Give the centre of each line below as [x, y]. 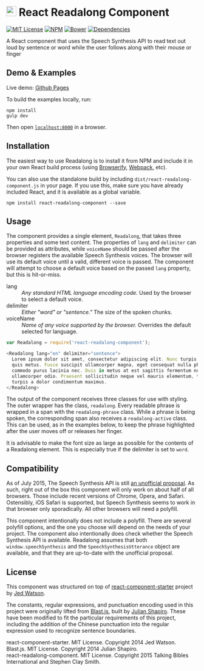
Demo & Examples [41, 73]
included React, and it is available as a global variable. [74, 192]
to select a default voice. [52, 299]
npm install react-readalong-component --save [66, 203]
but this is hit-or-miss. [34, 275]
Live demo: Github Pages [38, 87]
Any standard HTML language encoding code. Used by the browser [107, 293]
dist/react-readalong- [163, 179]
